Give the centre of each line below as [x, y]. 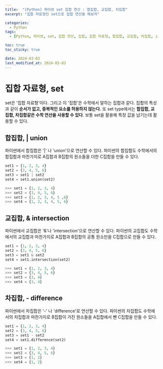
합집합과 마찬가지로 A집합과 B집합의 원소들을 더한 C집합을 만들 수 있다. [72, 157]
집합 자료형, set [34, 88]
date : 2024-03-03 [23, 58]
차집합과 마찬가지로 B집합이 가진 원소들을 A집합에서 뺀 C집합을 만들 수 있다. [86, 317]
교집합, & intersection [37, 218]
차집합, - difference [34, 298]
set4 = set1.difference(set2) [36, 340]
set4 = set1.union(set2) [30, 179]
